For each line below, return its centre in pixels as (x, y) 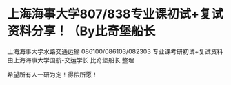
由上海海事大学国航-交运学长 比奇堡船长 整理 (71, 60)
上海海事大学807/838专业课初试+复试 (115, 14)
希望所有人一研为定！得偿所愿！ (52, 74)
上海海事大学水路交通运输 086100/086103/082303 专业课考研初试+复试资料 (115, 51)
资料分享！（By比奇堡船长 (81, 31)
